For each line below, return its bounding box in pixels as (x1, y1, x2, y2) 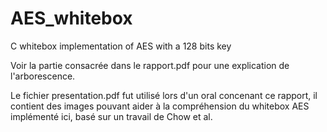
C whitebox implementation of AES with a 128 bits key (10, 40, 232, 52)
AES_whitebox (10, 7, 133, 30)
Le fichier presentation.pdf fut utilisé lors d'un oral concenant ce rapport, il (10, 89, 318, 101)
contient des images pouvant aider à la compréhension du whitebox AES (10, 100, 310, 112)
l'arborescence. (10, 70, 76, 82)
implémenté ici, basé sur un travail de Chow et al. (10, 110, 213, 122)
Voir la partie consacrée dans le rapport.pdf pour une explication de (10, 59, 290, 71)
